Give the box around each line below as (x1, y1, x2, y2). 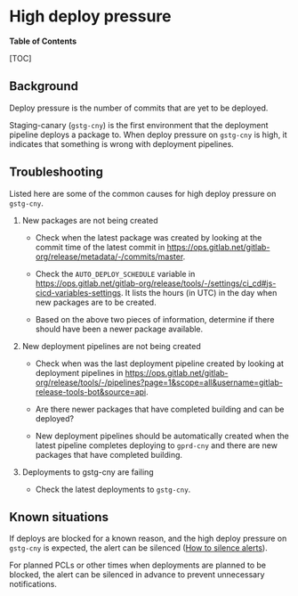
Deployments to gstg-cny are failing (21, 466, 154, 478)
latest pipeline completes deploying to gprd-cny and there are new (35, 439, 278, 451)
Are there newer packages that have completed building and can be (35, 404, 285, 414)
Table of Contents (9, 36, 77, 46)
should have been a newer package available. (35, 323, 204, 334)
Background (9, 78, 78, 94)
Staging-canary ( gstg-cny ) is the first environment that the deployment (9, 119, 269, 130)
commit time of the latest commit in (35, 241, 165, 252)
